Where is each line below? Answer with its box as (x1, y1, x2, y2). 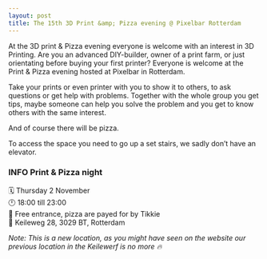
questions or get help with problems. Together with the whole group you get (8, 90, 259, 100)
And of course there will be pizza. (8, 123, 120, 133)
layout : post (8, 11, 52, 20)
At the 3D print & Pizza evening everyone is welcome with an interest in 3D (8, 41, 254, 50)
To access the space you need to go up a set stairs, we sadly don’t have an (8, 138, 257, 148)
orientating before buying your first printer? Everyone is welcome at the (8, 58, 244, 68)
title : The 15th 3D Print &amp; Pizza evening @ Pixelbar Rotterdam (8, 19, 241, 27)
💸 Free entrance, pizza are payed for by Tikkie (8, 209, 161, 218)
